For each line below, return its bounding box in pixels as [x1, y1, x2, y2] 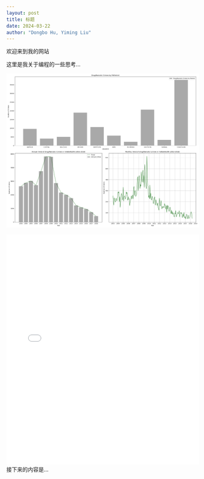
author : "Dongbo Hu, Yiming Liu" [6, 29, 92, 36]
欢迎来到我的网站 [6, 48, 49, 55]
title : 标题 [6, 16, 35, 23]
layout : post [6, 10, 40, 16]
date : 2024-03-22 [6, 23, 51, 29]
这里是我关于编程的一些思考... [6, 61, 81, 68]
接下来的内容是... [6, 466, 49, 473]
